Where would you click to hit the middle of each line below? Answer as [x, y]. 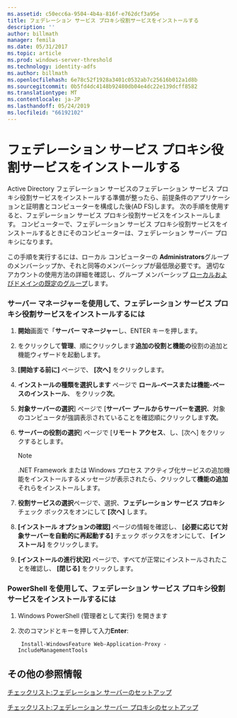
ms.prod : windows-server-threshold [60, 60]
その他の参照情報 [45, 674]
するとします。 [45, 441]
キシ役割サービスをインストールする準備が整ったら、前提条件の [100, 197]
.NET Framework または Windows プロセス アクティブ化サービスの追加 [121, 470]
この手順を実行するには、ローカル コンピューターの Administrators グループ [118, 256]
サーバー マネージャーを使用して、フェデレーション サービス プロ [118, 303]
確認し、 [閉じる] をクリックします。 [83, 568]
